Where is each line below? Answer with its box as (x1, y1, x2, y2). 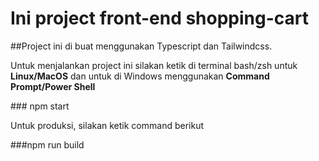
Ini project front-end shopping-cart (10, 7, 310, 30)
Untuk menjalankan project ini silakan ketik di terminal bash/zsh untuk (10, 59, 298, 71)
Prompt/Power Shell (10, 80, 96, 92)
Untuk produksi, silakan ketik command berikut (10, 119, 205, 131)
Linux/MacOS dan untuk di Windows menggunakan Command (10, 70, 270, 82)
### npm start (10, 100, 70, 112)
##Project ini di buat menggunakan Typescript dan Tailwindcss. (10, 40, 273, 52)
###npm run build (10, 138, 85, 151)
